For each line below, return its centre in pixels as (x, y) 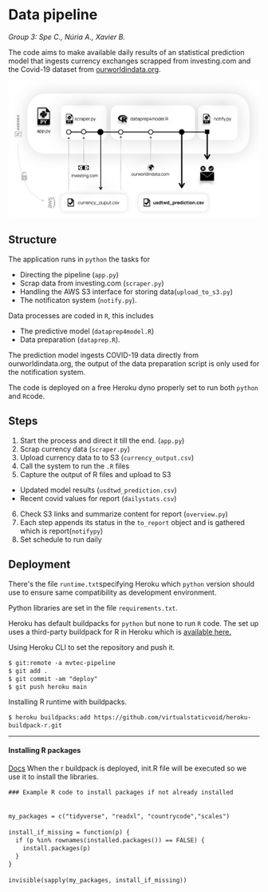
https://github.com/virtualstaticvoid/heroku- (172, 717)
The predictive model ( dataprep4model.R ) (87, 331)
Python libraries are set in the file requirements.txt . (93, 607)
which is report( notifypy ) (61, 531)
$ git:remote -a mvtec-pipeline (62, 663)
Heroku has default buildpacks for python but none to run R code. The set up (134, 623)
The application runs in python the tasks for (79, 259)
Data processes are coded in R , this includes (81, 315)
